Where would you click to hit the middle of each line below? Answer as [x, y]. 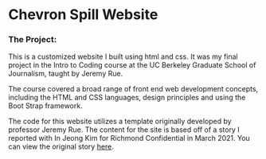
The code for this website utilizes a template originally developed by [120, 122]
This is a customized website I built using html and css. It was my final [123, 56]
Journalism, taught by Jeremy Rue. [66, 74]
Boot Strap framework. [45, 106]
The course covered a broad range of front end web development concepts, [133, 89]
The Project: [33, 40]
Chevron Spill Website [83, 15]
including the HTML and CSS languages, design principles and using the [127, 98]
